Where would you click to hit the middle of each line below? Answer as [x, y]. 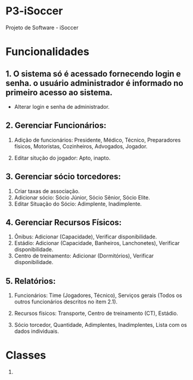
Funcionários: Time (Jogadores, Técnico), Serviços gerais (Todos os [98, 295]
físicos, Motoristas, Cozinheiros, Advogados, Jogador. [81, 146]
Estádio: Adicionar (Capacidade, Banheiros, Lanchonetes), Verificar [97, 243]
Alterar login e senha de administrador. [62, 106]
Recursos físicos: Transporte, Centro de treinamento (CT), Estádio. [96, 313]
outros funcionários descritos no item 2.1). [66, 302]
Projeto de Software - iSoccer [42, 27]
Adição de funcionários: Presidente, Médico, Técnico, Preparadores [97, 140]
